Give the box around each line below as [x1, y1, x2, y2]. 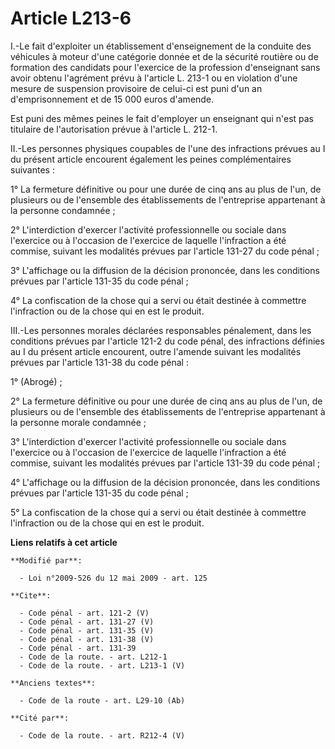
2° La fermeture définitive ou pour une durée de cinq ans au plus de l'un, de [10, 395, 323, 407]
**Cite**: [10, 590, 52, 601]
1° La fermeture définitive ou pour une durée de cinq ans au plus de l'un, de [10, 183, 322, 195]
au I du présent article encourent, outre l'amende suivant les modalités [10, 345, 302, 357]
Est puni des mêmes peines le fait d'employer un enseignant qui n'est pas [10, 112, 315, 124]
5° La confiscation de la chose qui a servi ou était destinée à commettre [10, 506, 307, 518]
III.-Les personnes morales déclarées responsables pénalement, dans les [10, 324, 312, 336]
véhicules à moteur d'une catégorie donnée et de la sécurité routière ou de [10, 50, 319, 62]
